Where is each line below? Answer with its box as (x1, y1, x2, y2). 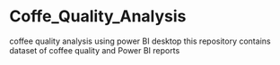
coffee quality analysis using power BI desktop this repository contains (9, 36, 271, 46)
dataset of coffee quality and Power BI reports (9, 45, 180, 55)
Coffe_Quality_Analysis (9, 6, 187, 27)
